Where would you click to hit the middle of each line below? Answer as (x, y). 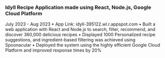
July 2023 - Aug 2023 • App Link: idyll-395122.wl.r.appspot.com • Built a (80, 24)
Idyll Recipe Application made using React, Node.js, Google (78, 7)
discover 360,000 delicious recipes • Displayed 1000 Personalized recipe (80, 35)
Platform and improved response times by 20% (53, 50)
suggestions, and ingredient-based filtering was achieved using (70, 40)
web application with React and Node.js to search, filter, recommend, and (80, 29)
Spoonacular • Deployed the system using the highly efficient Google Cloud (83, 45)
